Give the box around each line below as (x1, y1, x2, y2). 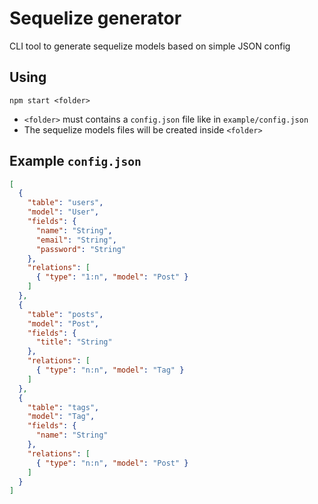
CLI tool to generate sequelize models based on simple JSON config (9, 40, 291, 52)
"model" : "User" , (27, 207, 100, 217)
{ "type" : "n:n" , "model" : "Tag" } (35, 365, 185, 376)
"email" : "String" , (35, 235, 117, 245)
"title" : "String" (35, 337, 113, 347)
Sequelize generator (9, 7, 182, 30)
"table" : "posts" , (27, 309, 104, 319)
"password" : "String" (35, 244, 127, 254)
